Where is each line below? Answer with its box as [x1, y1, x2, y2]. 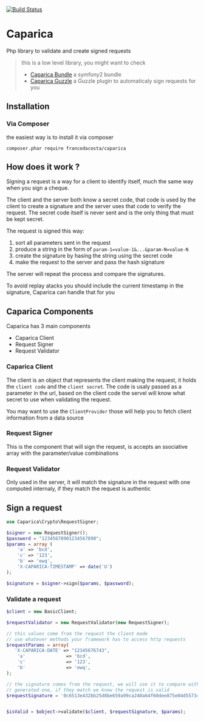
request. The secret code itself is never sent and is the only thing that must [6, 209, 194, 216]
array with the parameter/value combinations [6, 449, 119, 457]
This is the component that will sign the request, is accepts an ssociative [6, 443, 188, 450]
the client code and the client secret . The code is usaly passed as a [6, 382, 182, 390]
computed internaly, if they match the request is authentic [6, 485, 151, 493]
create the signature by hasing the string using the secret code [15, 252, 173, 259]
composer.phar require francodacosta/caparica [6, 145, 126, 152]
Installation [6, 101, 50, 112]
